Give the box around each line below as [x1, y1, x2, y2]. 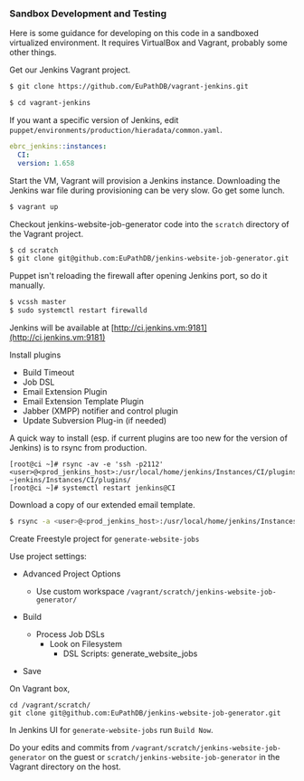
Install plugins [9, 349, 62, 360]
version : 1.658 [17, 158, 75, 167]
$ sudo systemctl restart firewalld [9, 306, 147, 315]
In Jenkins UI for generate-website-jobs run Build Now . [9, 724, 214, 735]
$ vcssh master [9, 298, 67, 307]
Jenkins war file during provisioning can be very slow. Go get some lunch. [9, 185, 285, 195]
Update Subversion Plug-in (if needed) [22, 415, 167, 426]
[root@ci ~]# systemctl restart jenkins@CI [9, 483, 176, 493]
